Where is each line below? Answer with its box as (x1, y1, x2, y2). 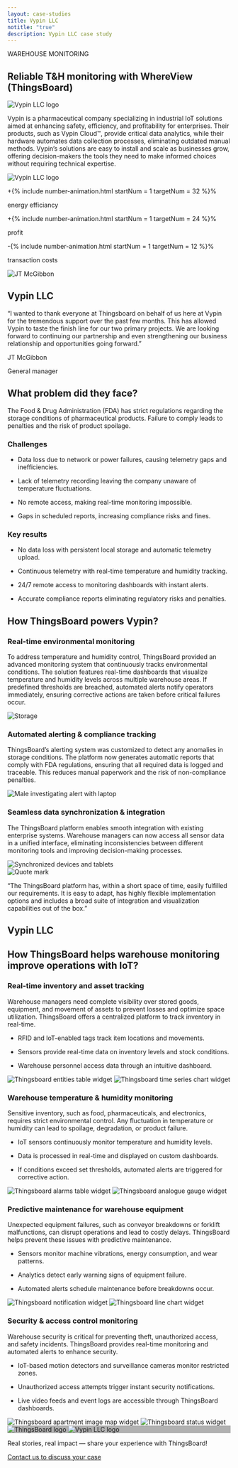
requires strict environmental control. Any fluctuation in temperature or (7, 1116, 214, 1125)
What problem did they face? (7, 387, 138, 400)
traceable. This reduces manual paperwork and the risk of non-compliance (7, 768, 227, 777)
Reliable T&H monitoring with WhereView (7, 70, 193, 82)
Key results (7, 529, 47, 539)
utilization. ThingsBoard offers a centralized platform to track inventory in (7, 1012, 221, 1021)
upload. (17, 553, 40, 562)
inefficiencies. (17, 463, 59, 471)
